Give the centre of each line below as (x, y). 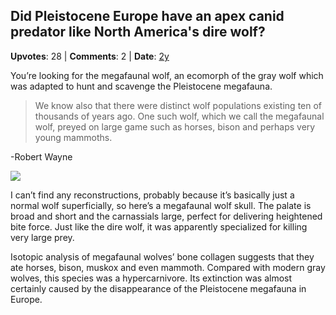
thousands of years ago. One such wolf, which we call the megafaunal (179, 116)
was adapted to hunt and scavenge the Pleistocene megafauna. (141, 86)
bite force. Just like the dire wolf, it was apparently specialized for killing (159, 226)
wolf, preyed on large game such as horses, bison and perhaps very (175, 126)
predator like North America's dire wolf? (138, 32)
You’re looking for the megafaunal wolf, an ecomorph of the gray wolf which (167, 75)
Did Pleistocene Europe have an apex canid (147, 16)
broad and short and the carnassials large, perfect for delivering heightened (166, 216)
